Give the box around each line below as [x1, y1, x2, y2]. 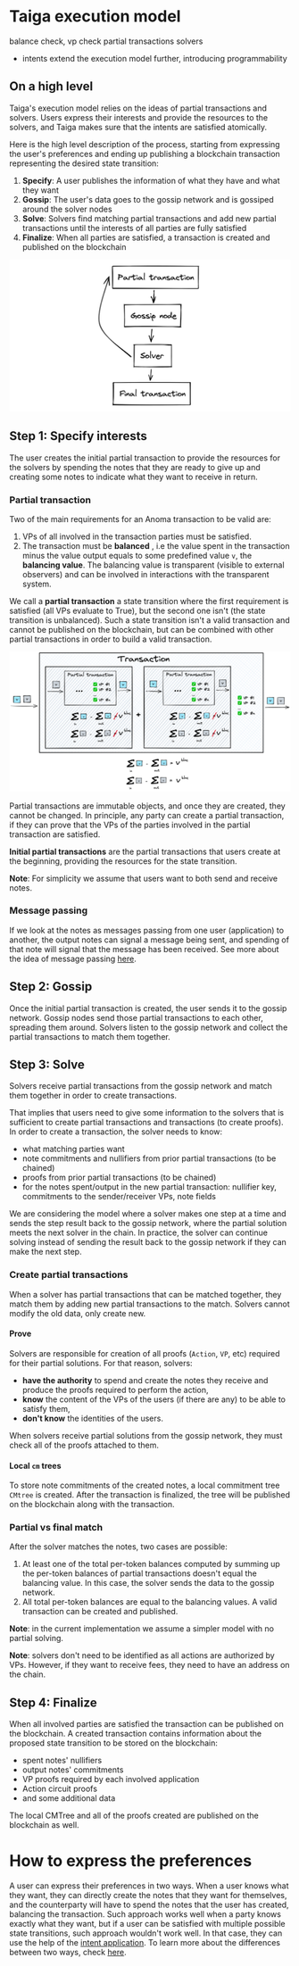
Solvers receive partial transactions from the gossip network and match [9, 1081, 272, 1091]
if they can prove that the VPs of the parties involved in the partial [9, 819, 251, 830]
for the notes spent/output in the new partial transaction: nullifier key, [21, 1182, 277, 1192]
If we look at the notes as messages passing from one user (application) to [9, 925, 284, 935]
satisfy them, [21, 1403, 71, 1414]
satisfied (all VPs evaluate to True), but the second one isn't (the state [9, 605, 266, 617]
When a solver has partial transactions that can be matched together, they [9, 1289, 282, 1299]
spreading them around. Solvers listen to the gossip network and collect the [9, 1022, 288, 1033]
